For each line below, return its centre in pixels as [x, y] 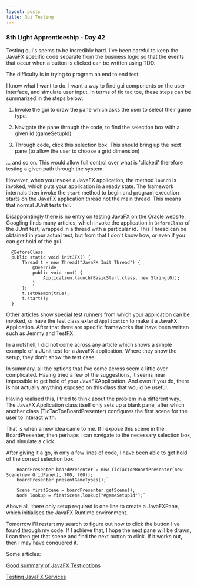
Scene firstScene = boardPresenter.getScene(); [76, 490]
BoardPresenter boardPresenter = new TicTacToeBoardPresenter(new [100, 470]
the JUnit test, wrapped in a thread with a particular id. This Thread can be [96, 229]
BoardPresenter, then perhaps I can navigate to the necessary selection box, [99, 435]
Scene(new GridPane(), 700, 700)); [50, 475]
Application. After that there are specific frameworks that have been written [98, 327]
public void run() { [57, 273]
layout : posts [24, 11]
